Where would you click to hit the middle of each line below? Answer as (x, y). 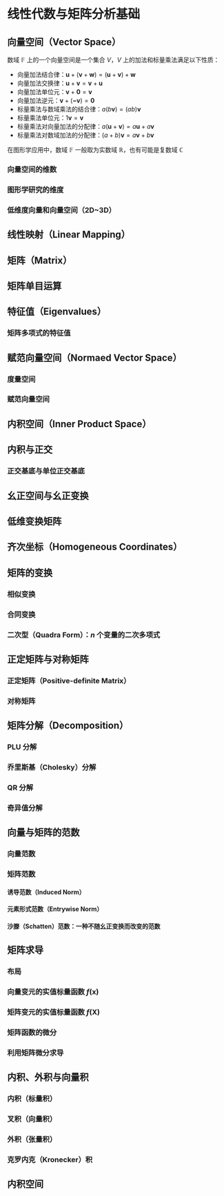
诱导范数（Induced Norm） (46, 892)
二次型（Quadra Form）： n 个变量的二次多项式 (84, 635)
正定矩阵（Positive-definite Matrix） (69, 680)
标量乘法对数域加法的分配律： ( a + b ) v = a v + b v (85, 135)
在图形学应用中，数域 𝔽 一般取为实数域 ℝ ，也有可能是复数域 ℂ (95, 150)
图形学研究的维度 (35, 190)
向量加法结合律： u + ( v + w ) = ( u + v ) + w (76, 74)
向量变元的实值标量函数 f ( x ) (53, 992)
